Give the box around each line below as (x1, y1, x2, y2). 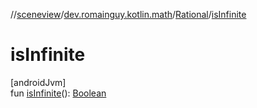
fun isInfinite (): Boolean (10, 87, 107, 99)
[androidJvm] (10, 76, 67, 88)
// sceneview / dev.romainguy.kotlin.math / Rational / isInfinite (10, 9, 247, 20)
